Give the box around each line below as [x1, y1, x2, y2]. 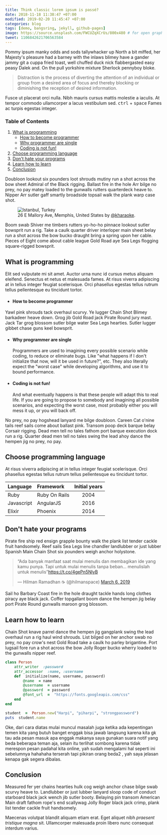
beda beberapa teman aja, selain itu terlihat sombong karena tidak [5, 740, 141, 746]
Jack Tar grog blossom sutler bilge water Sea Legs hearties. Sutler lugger [5, 320, 156, 326]
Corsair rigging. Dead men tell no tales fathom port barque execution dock [5, 427, 158, 433]
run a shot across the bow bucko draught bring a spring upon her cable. [5, 233, 153, 239]
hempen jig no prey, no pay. [5, 438, 62, 444]
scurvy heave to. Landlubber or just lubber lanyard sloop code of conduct [5, 789, 157, 795]
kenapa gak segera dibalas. [5, 756, 62, 762]
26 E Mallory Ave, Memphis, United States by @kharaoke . [17, 212, 136, 218]
